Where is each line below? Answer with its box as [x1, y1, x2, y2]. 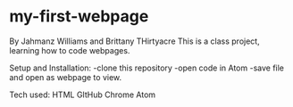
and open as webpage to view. [9, 71, 122, 82]
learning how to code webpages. [9, 45, 130, 55]
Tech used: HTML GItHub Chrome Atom [9, 89, 156, 100]
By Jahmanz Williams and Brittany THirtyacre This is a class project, [9, 36, 261, 46]
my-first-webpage [9, 6, 149, 27]
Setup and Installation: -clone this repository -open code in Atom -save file [9, 62, 284, 73]
